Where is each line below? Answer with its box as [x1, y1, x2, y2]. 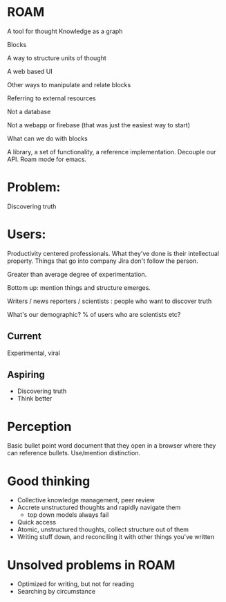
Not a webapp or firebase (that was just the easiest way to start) [7, 120, 191, 129]
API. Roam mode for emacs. [7, 155, 87, 163]
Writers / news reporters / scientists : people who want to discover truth [7, 297, 212, 305]
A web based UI [7, 67, 53, 75]
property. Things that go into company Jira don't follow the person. [7, 257, 198, 265]
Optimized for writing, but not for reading [17, 580, 135, 588]
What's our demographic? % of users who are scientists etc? [7, 310, 181, 318]
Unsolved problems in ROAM [7, 557, 176, 573]
